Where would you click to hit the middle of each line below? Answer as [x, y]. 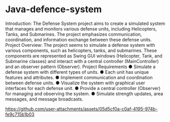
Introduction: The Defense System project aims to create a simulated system [85, 23]
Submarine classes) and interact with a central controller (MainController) [82, 61]
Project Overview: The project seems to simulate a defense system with [80, 45]
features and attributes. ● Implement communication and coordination [79, 77]
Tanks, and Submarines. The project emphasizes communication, [74, 34]
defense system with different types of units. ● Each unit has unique [77, 72]
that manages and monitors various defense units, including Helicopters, [81, 28]
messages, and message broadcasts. [44, 99]
